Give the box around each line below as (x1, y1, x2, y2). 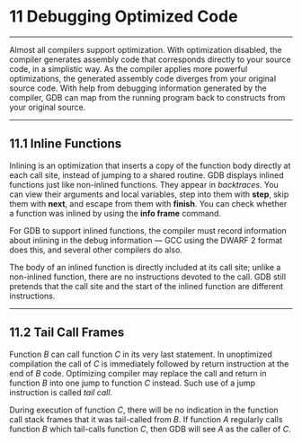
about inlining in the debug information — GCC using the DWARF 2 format (9, 235, 283, 245)
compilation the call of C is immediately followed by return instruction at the (9, 358, 289, 369)
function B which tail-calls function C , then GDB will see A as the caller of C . (9, 423, 291, 434)
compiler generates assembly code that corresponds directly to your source (9, 54, 291, 65)
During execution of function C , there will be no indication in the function (9, 404, 279, 415)
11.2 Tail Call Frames (9, 325, 125, 341)
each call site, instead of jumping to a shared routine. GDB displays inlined (9, 169, 284, 181)
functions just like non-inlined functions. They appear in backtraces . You (9, 179, 279, 190)
